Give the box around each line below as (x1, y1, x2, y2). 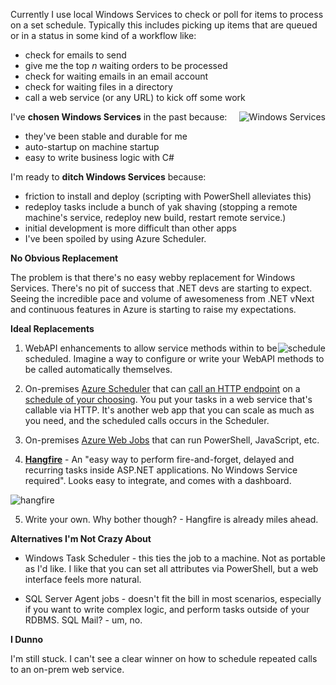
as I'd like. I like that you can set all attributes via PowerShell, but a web (24, 563, 319, 574)
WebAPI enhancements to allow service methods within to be (24, 342, 278, 354)
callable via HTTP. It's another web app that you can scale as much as (24, 404, 315, 416)
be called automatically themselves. (24, 364, 173, 375)
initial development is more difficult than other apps (24, 222, 237, 234)
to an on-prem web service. (10, 664, 125, 675)
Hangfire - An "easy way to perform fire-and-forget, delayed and (24, 454, 295, 465)
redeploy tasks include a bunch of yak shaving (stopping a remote (24, 201, 298, 213)
